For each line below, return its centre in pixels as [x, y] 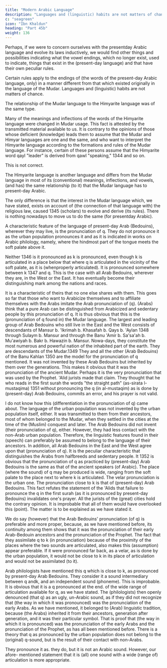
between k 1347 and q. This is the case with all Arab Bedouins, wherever [80, 273]
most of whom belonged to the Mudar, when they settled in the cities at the [82, 419]
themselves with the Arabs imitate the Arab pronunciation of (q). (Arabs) [79, 304]
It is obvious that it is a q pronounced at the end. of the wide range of [76, 587]
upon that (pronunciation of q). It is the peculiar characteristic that [73, 451]
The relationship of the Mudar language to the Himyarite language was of [80, 103]
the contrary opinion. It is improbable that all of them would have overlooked [83, 504]
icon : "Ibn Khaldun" [27, 24]
